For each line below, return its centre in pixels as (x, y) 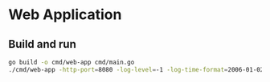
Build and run (42, 44)
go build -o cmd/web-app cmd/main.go (72, 62)
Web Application (65, 15)
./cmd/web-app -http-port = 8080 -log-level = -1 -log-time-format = (118, 69)
